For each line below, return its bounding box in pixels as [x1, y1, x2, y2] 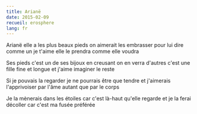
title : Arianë [6, 8, 42, 15]
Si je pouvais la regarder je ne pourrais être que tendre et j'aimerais [6, 77, 171, 84]
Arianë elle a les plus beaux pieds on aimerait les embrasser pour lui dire [6, 42, 184, 49]
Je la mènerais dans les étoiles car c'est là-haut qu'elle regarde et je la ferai [6, 95, 191, 102]
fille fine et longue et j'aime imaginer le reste [6, 66, 115, 73]
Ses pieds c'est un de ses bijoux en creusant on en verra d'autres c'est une [6, 59, 190, 66]
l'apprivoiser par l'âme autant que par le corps [6, 84, 120, 91]
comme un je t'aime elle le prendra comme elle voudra [6, 48, 139, 55]
